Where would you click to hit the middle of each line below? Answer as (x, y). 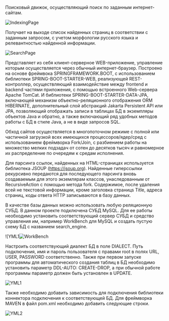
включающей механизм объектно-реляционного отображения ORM (79, 100)
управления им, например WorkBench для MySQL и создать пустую (79, 221)
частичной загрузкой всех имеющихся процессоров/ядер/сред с (76, 137)
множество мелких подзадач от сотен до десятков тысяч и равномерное (85, 148)
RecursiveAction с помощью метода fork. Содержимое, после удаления (82, 185)
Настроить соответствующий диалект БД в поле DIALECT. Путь (74, 246)
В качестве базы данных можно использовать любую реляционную (79, 205)
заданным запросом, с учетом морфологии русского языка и (72, 38)
